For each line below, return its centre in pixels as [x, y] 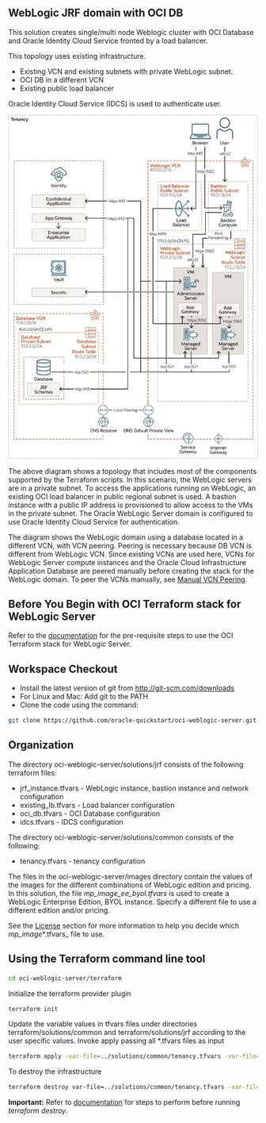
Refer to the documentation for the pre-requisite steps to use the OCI [121, 636]
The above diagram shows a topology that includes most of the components [133, 471]
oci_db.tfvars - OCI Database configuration [90, 813]
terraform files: [32, 772]
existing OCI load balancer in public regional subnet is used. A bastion [122, 496]
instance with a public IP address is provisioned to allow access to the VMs [131, 505]
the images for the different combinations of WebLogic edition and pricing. [130, 885]
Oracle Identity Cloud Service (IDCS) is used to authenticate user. [115, 103]
